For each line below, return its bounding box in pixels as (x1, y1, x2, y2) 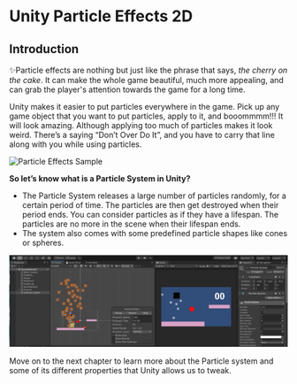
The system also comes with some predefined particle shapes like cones (21, 228, 288, 238)
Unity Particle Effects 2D (9, 6, 193, 27)
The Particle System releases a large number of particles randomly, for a (21, 190, 287, 201)
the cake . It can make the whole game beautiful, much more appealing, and (9, 75, 285, 85)
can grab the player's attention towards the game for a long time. (9, 84, 246, 95)
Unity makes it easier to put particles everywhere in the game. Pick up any (9, 102, 280, 111)
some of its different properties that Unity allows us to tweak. (9, 365, 232, 375)
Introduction (9, 42, 80, 57)
